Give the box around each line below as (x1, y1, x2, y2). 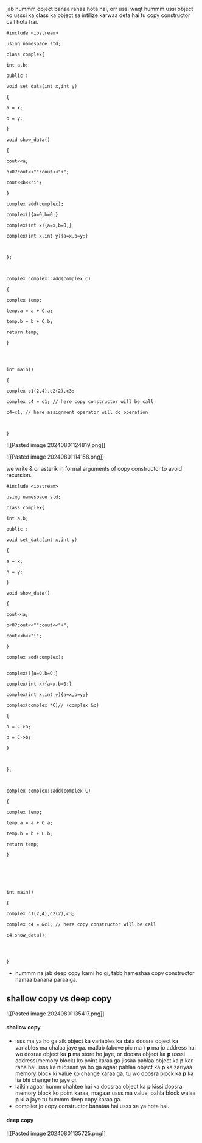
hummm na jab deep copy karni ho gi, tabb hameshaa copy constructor (15, 970, 195, 976)
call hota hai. (6, 18, 38, 25)
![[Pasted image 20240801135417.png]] (6, 1010, 105, 1017)
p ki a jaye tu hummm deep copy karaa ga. (15, 1096, 122, 1103)
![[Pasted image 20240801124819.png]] (6, 441, 105, 448)
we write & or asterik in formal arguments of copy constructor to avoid (6, 465, 183, 472)
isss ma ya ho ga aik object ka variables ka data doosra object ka (15, 1037, 178, 1045)
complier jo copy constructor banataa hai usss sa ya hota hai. (15, 1102, 169, 1110)
